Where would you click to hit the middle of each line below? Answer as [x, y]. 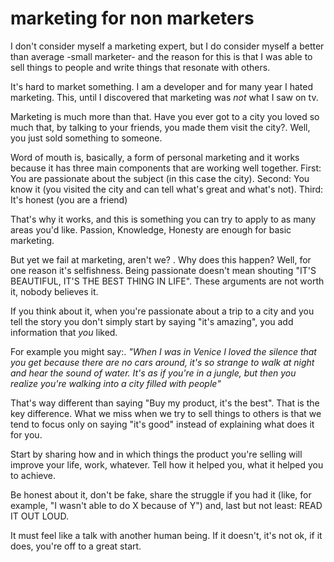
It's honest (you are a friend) [69, 199]
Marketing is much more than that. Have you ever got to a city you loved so [165, 116]
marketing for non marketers [132, 18]
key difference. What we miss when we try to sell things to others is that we [166, 413]
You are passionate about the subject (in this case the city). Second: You [160, 178]
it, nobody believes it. [54, 291]
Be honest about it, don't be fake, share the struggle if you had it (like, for [161, 494]
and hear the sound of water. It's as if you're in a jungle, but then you [153, 373]
